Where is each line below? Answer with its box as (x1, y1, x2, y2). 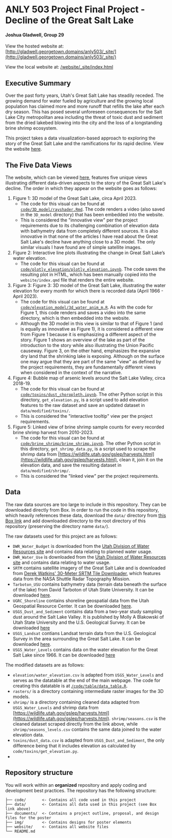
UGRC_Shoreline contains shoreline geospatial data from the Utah (12, 597, 149, 603)
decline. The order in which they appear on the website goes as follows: (5, 186, 158, 192)
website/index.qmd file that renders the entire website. (20, 277, 135, 283)
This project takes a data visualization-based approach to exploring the (5, 135, 156, 141)
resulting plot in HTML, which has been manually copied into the (20, 272, 156, 278)
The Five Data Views (5, 160, 72, 170)
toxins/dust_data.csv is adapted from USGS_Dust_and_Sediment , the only (12, 737, 165, 743)
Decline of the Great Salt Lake (5, 14, 134, 26)
